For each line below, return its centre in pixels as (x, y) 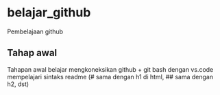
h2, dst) (18, 84)
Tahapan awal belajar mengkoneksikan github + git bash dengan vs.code (110, 69)
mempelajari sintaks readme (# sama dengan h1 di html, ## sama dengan (110, 77)
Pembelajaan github (35, 31)
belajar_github (49, 13)
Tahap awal (32, 53)
